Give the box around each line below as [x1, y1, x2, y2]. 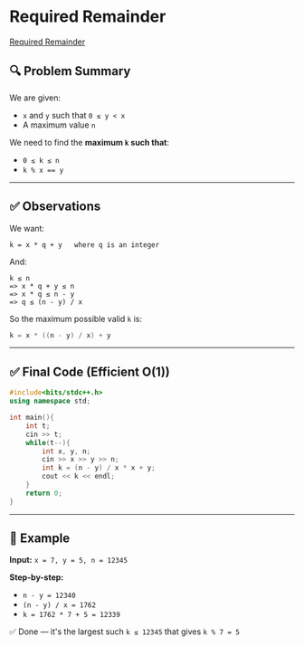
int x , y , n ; [42, 446, 91, 456]
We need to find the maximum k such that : [9, 137, 170, 147]
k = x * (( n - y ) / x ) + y [9, 330, 111, 340]
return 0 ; [25, 489, 63, 498]
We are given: [9, 92, 62, 103]
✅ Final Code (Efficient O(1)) [9, 364, 170, 379]
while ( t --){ [25, 438, 71, 447]
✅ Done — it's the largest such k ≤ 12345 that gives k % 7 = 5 [9, 626, 240, 637]
